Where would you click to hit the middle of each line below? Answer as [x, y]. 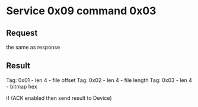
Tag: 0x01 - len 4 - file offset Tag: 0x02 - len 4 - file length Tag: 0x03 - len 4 [99, 80]
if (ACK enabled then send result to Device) [59, 98]
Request [22, 33]
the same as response [33, 47]
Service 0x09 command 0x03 [81, 11]
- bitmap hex [22, 86]
